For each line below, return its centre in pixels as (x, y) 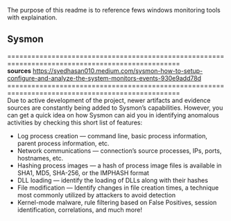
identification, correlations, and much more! (79, 210)
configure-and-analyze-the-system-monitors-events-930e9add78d (104, 78)
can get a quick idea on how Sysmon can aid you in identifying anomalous (113, 115)
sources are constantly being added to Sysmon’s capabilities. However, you (115, 108)
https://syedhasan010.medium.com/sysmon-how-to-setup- (118, 71)
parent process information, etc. (63, 143)
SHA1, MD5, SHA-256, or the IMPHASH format (83, 172)
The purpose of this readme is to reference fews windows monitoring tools (114, 10)
